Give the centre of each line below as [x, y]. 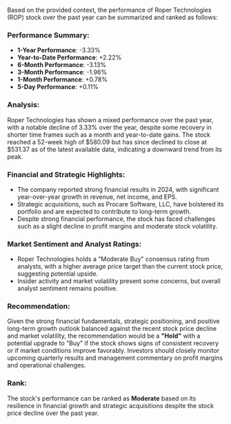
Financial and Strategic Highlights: [66, 174]
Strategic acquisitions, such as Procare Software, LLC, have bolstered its [120, 204]
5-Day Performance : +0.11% [58, 87]
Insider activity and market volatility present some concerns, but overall [119, 281]
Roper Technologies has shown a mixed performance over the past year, [110, 119]
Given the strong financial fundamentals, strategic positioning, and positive [113, 321]
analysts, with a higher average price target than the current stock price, [120, 267]
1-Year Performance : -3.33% [59, 50]
